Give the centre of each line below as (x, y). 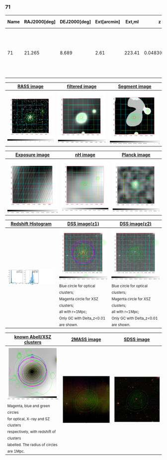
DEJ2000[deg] (75, 22)
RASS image (30, 87)
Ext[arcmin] (108, 22)
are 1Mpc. (16, 451)
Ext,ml (132, 22)
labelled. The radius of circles (33, 445)
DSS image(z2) (135, 224)
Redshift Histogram (31, 224)
